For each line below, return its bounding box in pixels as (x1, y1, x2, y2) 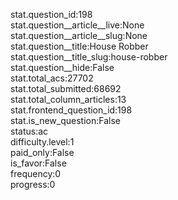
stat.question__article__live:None (10, 19, 145, 31)
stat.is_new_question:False (10, 115, 121, 126)
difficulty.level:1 (10, 136, 75, 148)
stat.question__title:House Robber (10, 40, 149, 52)
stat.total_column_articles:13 (10, 94, 127, 105)
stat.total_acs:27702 (10, 72, 94, 84)
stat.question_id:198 (10, 9, 93, 20)
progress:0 (10, 179, 56, 190)
